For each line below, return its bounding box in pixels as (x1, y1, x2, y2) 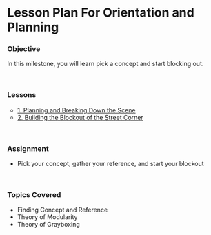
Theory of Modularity (17, 213, 78, 221)
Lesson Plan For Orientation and (7, 5, 194, 21)
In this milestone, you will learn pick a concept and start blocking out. (7, 60, 204, 68)
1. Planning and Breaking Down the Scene (17, 105, 136, 114)
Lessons (7, 90, 37, 100)
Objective (7, 44, 41, 54)
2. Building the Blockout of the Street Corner (17, 113, 143, 121)
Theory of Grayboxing (17, 221, 81, 229)
